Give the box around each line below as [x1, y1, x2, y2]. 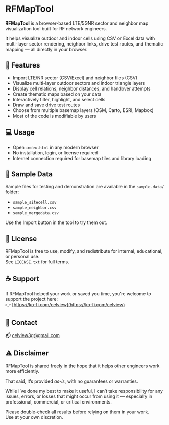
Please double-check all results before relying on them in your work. [5, 409, 150, 415]
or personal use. [5, 254, 40, 260]
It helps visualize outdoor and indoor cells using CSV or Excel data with [5, 35, 155, 41]
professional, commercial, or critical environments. [5, 398, 112, 405]
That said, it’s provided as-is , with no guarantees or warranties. [5, 378, 139, 384]
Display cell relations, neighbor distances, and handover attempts [12, 85, 151, 92]
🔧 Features [5, 61, 40, 70]
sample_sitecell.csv [12, 200, 57, 205]
